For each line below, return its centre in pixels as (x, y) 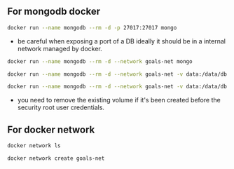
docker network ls (34, 146)
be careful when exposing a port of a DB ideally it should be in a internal (122, 41)
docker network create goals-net (56, 158)
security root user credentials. (61, 107)
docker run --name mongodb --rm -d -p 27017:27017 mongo (92, 27)
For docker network (51, 129)
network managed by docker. (60, 48)
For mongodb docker (54, 12)
